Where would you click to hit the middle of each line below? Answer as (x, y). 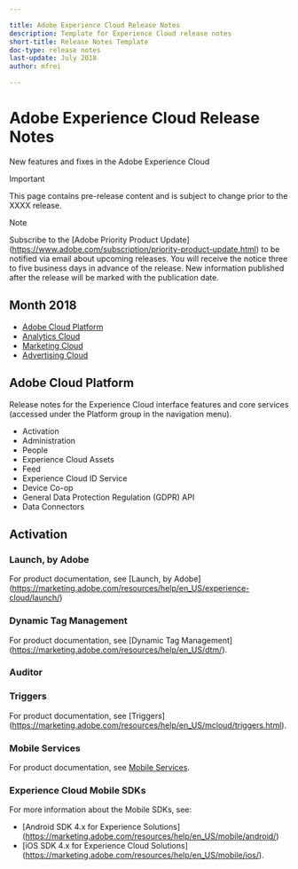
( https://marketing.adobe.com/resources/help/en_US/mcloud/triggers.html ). (148, 725)
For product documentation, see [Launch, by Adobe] (105, 579)
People (35, 450)
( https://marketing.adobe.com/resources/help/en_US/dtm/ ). (118, 650)
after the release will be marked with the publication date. (114, 277)
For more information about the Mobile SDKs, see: (101, 810)
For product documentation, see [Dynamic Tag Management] (121, 640)
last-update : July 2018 (53, 59)
